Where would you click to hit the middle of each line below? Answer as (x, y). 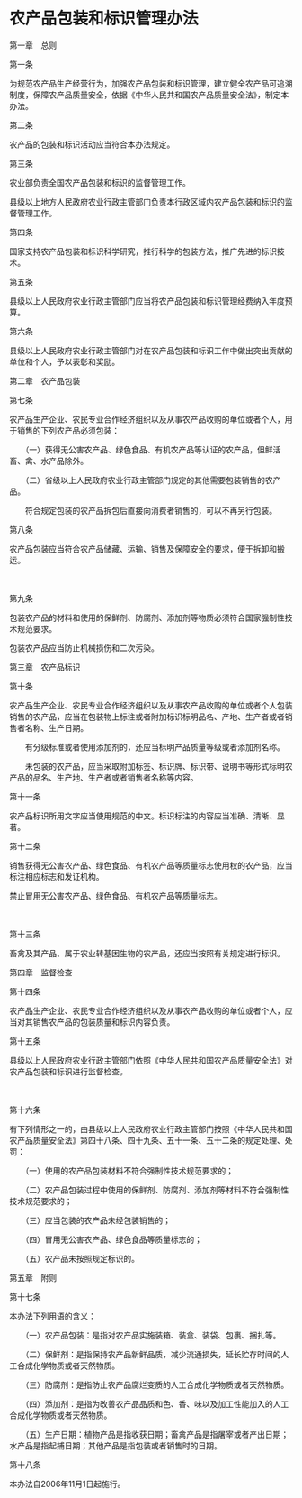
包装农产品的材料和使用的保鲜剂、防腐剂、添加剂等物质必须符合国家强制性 (147, 617)
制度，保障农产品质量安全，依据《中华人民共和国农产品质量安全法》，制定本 (149, 95)
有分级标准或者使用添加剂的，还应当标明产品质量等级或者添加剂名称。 (155, 747)
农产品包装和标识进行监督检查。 (68, 1071)
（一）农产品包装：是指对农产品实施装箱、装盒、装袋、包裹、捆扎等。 (153, 1335)
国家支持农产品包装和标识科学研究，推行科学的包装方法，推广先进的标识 (143, 251)
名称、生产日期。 (56, 727)
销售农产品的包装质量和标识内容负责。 (104, 1022)
